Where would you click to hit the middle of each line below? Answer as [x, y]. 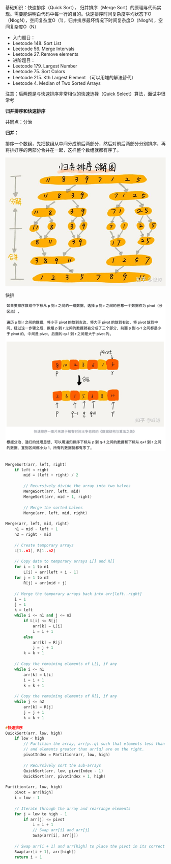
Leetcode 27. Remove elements [46, 54]
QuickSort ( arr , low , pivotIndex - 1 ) [63, 771]
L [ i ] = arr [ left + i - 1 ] [51, 572]
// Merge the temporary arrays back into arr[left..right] [78, 594]
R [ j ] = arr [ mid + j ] [45, 583]
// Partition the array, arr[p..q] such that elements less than [94, 744]
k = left [24, 610]
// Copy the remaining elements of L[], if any [66, 664]
